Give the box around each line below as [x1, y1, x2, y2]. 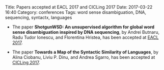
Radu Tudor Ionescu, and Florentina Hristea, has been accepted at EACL [12, 34, 159, 40]
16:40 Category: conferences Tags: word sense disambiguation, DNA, [5, 9, 146, 15]
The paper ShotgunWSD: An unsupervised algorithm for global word [12, 24, 155, 30]
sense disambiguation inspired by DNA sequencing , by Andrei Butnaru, [12, 29, 160, 35]
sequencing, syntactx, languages [5, 15, 72, 20]
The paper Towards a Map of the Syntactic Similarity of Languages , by [12, 49, 159, 55]
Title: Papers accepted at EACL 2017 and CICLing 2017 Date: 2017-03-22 [5, 4, 153, 10]
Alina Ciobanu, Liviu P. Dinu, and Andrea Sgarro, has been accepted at [12, 54, 155, 60]
